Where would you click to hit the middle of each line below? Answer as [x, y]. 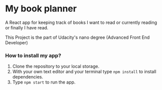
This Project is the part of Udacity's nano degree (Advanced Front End [78, 37]
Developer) [17, 42]
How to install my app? [33, 55]
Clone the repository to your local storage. [56, 66]
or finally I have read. [27, 27]
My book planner [41, 9]
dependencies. [28, 77]
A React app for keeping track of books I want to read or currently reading [81, 22]
